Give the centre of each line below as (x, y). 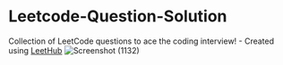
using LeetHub (35, 50)
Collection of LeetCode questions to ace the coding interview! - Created (141, 41)
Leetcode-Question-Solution (118, 16)
